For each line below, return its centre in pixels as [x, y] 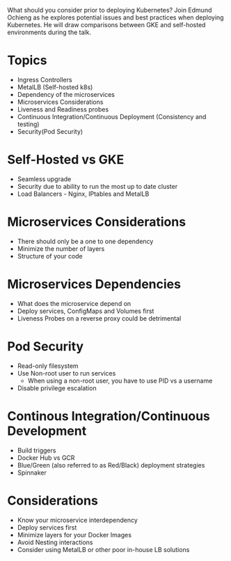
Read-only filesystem [48, 366]
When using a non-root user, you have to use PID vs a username [120, 381]
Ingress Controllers [45, 79]
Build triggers [37, 450]
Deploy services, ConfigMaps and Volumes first [86, 311]
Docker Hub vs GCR [46, 458]
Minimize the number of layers [61, 248]
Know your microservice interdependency [77, 520]
